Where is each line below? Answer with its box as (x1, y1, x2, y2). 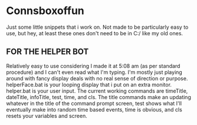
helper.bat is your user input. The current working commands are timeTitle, (6, 87, 188, 94)
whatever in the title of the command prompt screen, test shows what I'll (6, 100, 182, 107)
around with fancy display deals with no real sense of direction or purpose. (6, 75, 188, 82)
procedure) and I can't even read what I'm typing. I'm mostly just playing (6, 69, 183, 76)
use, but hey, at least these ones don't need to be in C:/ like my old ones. (6, 29, 183, 36)
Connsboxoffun (6, 4, 84, 18)
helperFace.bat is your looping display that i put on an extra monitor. (6, 81, 172, 88)
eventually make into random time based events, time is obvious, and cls (6, 106, 183, 113)
